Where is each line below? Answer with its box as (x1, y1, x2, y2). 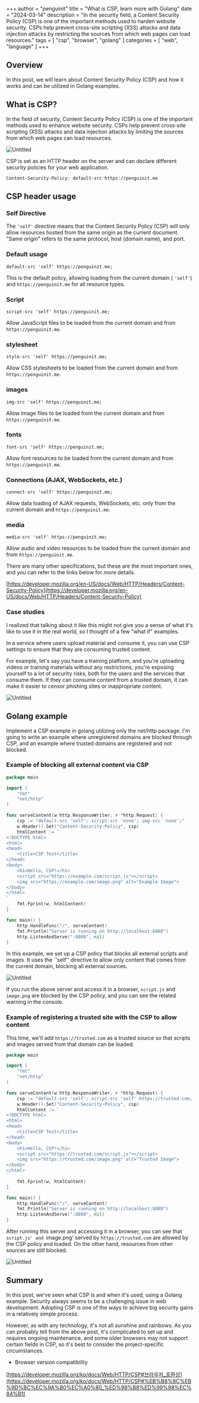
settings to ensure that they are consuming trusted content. (6, 646, 151, 653)
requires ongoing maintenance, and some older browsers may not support (6, 1334, 188, 1341)
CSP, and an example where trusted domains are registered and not (6, 740, 172, 747)
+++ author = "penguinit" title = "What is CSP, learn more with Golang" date (6, 5, 192, 12)
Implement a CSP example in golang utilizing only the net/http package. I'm (6, 727, 190, 734)
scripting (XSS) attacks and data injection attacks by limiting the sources (6, 128, 184, 135)
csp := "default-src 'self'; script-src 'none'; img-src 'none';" (17, 818, 185, 824)
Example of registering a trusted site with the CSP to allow (6, 1013, 177, 1022)
